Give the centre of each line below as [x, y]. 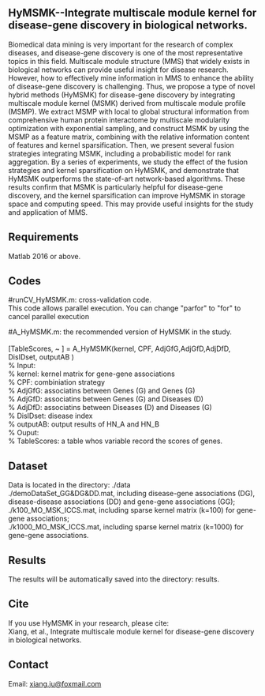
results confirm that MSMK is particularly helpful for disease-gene [116, 187]
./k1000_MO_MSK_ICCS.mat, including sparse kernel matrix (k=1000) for [126, 527]
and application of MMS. [48, 212]
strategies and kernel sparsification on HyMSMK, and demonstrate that [123, 170]
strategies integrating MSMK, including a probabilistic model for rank [120, 153]
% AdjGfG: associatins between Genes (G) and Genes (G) [102, 391]
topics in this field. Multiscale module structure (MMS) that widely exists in [129, 61]
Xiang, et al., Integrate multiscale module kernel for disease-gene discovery [131, 631]
